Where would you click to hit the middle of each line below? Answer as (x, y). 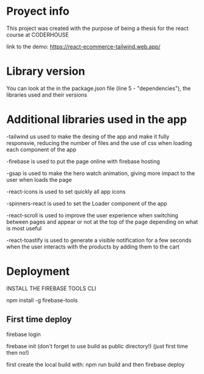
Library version (46, 71)
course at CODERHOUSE (38, 34)
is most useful (24, 228)
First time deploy (39, 320)
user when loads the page (39, 179)
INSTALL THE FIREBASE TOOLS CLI (51, 288)
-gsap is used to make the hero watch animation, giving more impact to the (101, 173)
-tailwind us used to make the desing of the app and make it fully (88, 137)
